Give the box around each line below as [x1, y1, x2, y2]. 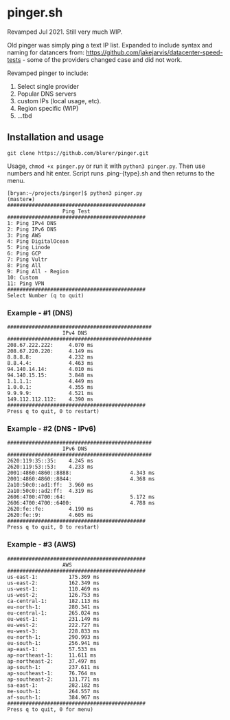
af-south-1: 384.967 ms [7, 694, 100, 701]
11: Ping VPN [7, 280, 45, 287]
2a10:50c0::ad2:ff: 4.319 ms [7, 487, 94, 495]
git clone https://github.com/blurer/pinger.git [7, 149, 149, 156]
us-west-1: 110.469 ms [7, 585, 100, 593]
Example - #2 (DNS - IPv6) [7, 423, 96, 433]
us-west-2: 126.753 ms [7, 591, 100, 598]
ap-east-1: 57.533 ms [7, 646, 97, 653]
